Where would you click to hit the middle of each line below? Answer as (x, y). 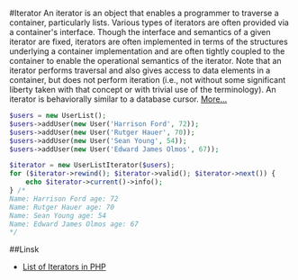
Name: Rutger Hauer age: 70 (62, 207)
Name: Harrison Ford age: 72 (64, 199)
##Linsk (24, 249)
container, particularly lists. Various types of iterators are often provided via (149, 23)
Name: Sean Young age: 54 (58, 215)
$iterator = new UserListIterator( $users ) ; (92, 166)
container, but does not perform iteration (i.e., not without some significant (148, 80)
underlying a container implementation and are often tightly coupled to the (147, 51)
